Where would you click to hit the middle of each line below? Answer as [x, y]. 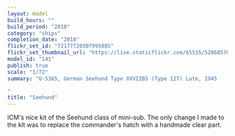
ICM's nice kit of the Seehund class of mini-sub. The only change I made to [116, 118]
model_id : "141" [31, 59]
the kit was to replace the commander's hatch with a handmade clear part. [115, 125]
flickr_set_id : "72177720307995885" [60, 46]
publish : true [28, 66]
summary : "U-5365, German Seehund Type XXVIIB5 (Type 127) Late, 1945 [112, 78]
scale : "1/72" [28, 72]
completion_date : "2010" [43, 40]
